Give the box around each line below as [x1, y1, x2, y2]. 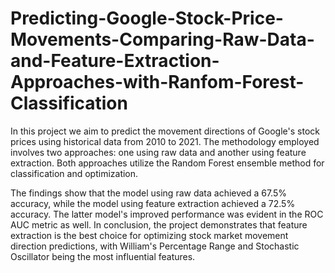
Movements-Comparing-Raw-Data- [10, 28, 315, 51]
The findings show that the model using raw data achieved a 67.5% [10, 187, 288, 199]
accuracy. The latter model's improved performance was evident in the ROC [10, 208, 324, 220]
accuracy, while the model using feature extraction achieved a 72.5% [10, 197, 296, 209]
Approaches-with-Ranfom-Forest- [10, 71, 305, 94]
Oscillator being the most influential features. [10, 250, 196, 262]
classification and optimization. [10, 167, 139, 179]
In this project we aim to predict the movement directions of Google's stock [10, 125, 320, 137]
